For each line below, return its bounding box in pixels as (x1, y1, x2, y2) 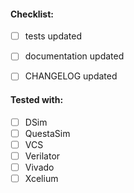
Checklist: (10, 8, 55, 20)
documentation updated (24, 50, 125, 62)
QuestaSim (24, 127, 71, 139)
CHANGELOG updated (24, 70, 118, 82)
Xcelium (24, 172, 59, 184)
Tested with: (10, 93, 64, 105)
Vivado (24, 161, 55, 173)
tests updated (24, 30, 83, 42)
